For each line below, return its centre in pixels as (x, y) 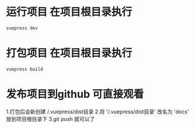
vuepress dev (22, 28)
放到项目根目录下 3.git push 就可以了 (51, 119)
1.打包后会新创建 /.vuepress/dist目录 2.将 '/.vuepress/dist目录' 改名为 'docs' (97, 112)
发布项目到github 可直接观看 (75, 94)
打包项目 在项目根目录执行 (69, 53)
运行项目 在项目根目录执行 (69, 12)
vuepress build (25, 69)
